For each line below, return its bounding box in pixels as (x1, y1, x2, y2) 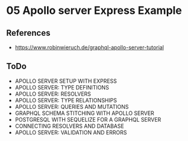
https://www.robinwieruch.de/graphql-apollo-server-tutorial (14, 44, 164, 51)
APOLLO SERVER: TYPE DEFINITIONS (14, 84, 110, 91)
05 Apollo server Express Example (6, 4, 183, 18)
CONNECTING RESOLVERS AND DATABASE (14, 122, 125, 130)
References (6, 28, 51, 38)
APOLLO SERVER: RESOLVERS (14, 90, 92, 97)
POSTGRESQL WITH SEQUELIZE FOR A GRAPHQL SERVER (14, 116, 161, 123)
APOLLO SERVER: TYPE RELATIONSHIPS (14, 96, 117, 103)
